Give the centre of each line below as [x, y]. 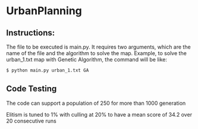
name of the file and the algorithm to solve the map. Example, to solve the [97, 53]
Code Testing [32, 89]
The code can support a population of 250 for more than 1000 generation [96, 103]
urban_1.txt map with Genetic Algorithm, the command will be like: [87, 59]
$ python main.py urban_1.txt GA [48, 70]
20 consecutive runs [31, 121]
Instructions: [31, 33]
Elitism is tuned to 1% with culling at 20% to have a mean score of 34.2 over [99, 114]
